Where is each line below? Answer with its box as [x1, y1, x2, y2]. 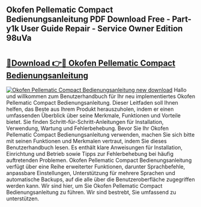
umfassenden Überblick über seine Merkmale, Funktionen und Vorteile [6, 112, 181, 119]
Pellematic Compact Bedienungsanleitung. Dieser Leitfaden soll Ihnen [6, 99, 179, 106]
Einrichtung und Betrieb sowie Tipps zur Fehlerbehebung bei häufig [6, 150, 174, 157]
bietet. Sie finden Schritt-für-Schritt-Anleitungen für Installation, [6, 119, 164, 125]
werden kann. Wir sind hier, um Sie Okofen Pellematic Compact [6, 182, 163, 189]
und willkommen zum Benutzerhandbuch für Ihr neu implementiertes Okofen [6, 93, 196, 100]
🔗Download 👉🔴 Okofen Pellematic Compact [6, 58, 176, 68]
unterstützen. [6, 195, 40, 202]
